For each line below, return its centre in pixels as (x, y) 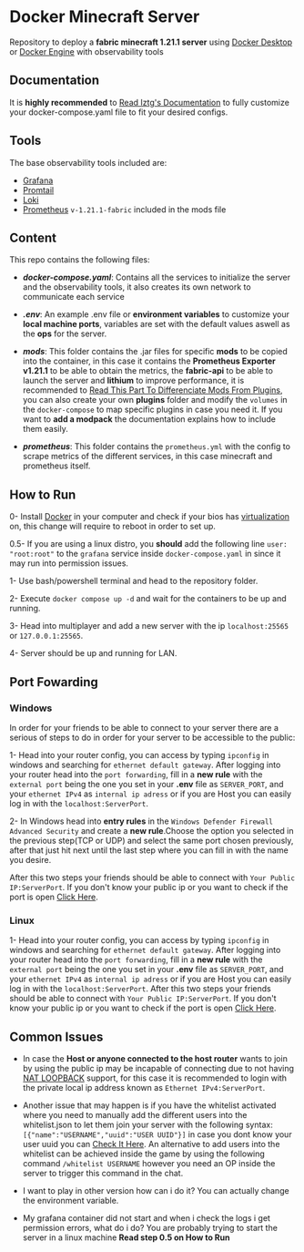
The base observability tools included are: (88, 162)
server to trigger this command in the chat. (103, 1173)
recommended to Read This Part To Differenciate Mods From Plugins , (153, 390)
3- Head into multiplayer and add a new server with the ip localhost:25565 (149, 626)
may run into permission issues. (69, 563)
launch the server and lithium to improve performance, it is (133, 381)
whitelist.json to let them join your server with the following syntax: (147, 1124)
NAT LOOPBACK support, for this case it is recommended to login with (155, 1078)
